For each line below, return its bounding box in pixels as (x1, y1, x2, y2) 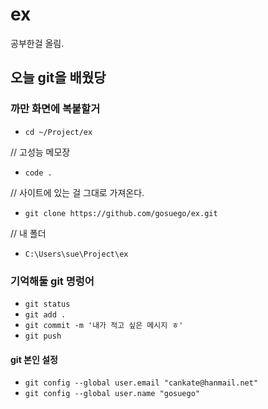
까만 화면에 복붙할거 (10, 102, 101, 116)
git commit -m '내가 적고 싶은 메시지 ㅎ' (24, 320, 184, 330)
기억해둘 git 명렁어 (10, 274, 95, 288)
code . (24, 168, 53, 178)
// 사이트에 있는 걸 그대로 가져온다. (10, 186, 145, 198)
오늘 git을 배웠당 (10, 69, 107, 87)
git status (24, 299, 71, 309)
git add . (24, 309, 67, 320)
